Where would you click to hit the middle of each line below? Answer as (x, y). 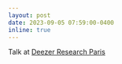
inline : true (30, 30)
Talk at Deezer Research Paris (57, 52)
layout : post (30, 15)
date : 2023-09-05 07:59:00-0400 (61, 23)
